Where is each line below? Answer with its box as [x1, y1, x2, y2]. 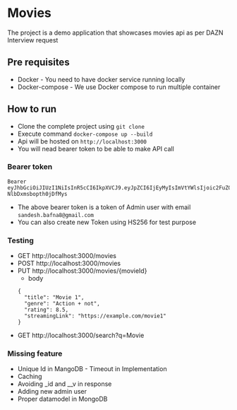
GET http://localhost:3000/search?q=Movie [17, 331, 145, 340]
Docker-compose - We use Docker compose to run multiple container [17, 83, 221, 91]
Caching [17, 373, 42, 381]
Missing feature [7, 348, 63, 358]
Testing [7, 235, 34, 245]
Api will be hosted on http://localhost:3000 [17, 136, 147, 146]
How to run [7, 103, 57, 115]
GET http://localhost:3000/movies [17, 252, 116, 260]
